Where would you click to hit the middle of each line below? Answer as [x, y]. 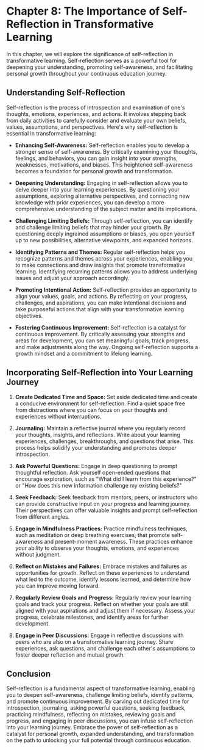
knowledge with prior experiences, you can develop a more [90, 202]
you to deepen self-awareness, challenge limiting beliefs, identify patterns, [100, 695]
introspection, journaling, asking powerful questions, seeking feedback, [96, 708]
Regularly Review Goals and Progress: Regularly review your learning [103, 597]
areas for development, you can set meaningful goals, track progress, [103, 341]
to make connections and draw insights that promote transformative [100, 265]
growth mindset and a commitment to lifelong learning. [84, 353]
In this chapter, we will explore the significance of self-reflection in [90, 54]
